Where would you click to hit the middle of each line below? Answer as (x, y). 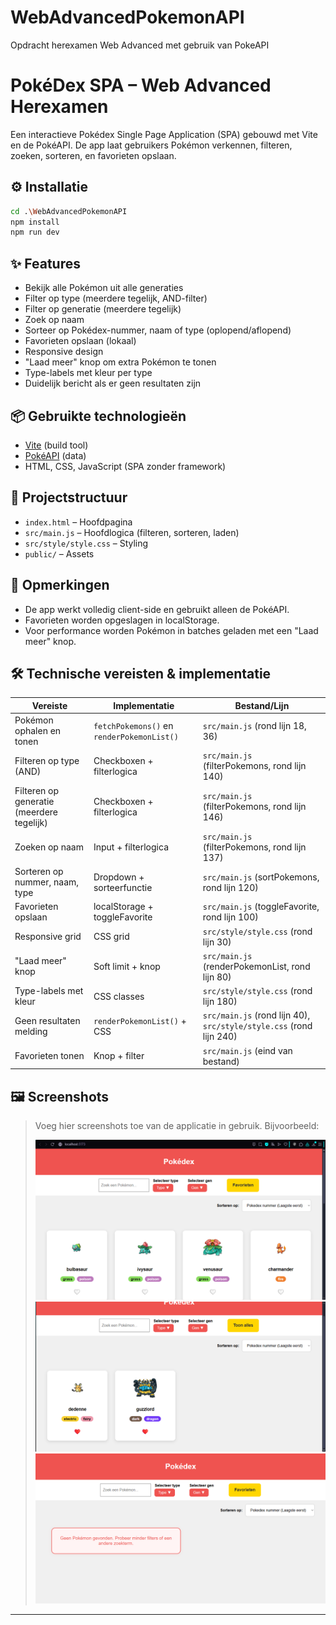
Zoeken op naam (49, 847)
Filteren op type (47, 760)
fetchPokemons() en (133, 725)
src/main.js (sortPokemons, (261, 877)
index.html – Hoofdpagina (78, 522)
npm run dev (35, 232)
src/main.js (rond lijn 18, (254, 725)
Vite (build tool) (56, 445)
